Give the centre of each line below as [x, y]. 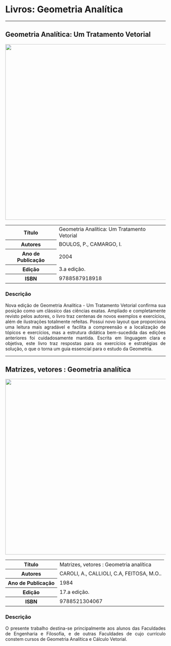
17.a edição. [75, 592]
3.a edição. [72, 269]
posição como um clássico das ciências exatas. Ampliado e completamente [85, 311]
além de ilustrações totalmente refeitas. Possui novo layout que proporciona [85, 321]
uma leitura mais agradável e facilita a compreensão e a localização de [85, 327]
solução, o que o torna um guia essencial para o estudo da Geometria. [79, 349]
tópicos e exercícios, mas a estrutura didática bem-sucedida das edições [85, 332]
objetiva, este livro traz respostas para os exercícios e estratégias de [85, 343]
